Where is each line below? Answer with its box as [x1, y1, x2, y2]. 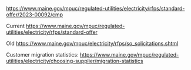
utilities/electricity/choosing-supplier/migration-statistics [6, 58, 143, 64]
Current [6, 23, 25, 29]
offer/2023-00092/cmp [6, 11, 63, 18]
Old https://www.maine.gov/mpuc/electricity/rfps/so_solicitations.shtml [6, 40, 179, 47]
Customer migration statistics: [6, 51, 79, 58]
